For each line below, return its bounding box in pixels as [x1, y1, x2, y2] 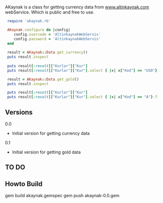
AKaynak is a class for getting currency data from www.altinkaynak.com [5, 4, 149, 10]
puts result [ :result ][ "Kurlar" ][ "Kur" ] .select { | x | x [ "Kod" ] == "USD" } [7, 68, 158, 73]
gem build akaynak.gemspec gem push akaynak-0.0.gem [5, 193, 120, 199]
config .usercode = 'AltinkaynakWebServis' [14, 32, 101, 37]
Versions [5, 108, 33, 116]
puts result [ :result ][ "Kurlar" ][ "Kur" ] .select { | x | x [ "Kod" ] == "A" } [7, 95, 153, 100]
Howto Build [5, 180, 43, 188]
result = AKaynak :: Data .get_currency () [7, 50, 88, 55]
